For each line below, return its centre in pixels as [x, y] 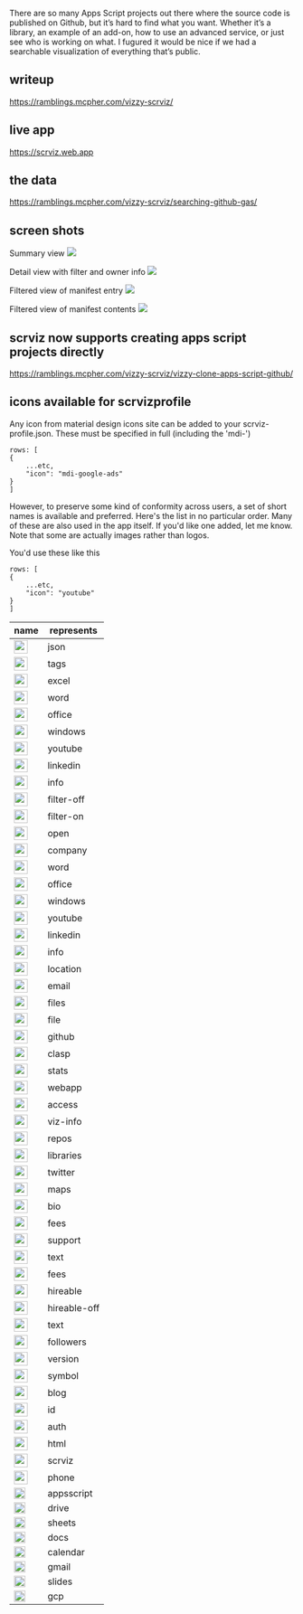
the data [33, 180]
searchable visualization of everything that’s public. [105, 52]
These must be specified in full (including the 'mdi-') [153, 433]
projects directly [57, 352]
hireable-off [74, 1307]
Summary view [37, 253]
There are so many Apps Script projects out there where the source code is [150, 13]
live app [32, 130]
